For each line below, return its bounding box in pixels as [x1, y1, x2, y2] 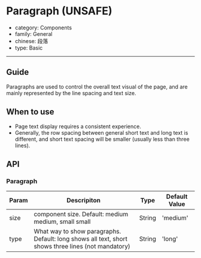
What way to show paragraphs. [33, 227, 121, 236]
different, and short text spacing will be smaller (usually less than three [14, 135, 190, 142]
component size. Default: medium [33, 210, 129, 218]
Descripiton [66, 196, 100, 205]
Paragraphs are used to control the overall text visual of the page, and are [6, 83, 188, 90]
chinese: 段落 [14, 37, 48, 44]
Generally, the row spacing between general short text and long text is [14, 129, 188, 136]
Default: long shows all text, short [33, 235, 127, 243]
